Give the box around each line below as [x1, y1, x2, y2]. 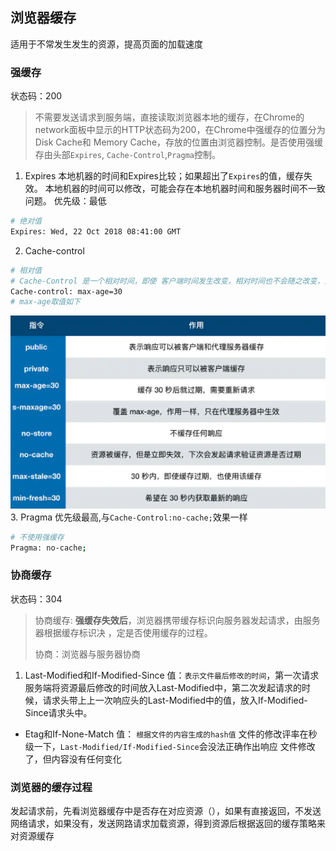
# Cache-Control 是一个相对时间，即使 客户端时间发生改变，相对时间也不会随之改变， [10, 276, 325, 286]
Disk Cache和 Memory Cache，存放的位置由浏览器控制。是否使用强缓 [34, 136, 324, 148]
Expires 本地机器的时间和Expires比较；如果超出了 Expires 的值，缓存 [24, 170, 305, 182]
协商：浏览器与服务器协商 [34, 648, 141, 660]
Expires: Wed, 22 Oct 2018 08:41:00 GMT [10, 226, 182, 237]
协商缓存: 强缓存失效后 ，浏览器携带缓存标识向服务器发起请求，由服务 [34, 614, 321, 626]
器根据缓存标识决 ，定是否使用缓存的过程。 [34, 626, 213, 638]
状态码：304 [10, 593, 63, 605]
